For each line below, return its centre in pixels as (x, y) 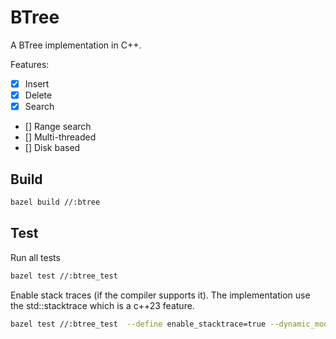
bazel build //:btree (55, 202)
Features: (30, 64)
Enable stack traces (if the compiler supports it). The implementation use (160, 295)
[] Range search (58, 127)
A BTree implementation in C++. (76, 45)
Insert (37, 83)
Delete (38, 95)
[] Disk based (52, 148)
